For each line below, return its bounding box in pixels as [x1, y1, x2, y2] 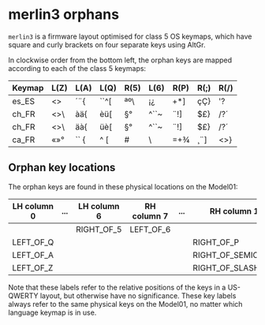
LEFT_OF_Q [12, 237, 54, 248]
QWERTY [8, 290, 39, 301]
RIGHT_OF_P [192, 237, 240, 248]
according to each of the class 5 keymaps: [8, 63, 147, 73]
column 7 [132, 211, 169, 222]
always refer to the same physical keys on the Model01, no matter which [8, 299, 243, 308]
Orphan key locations [8, 161, 116, 174]
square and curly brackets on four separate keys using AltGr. [8, 39, 206, 49]
